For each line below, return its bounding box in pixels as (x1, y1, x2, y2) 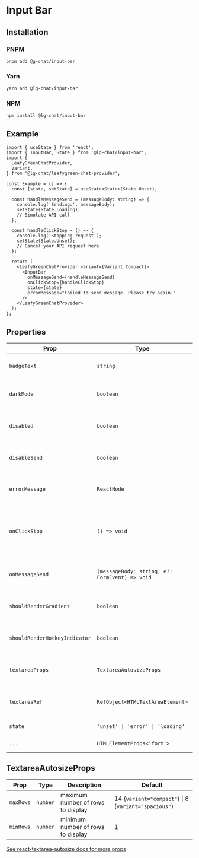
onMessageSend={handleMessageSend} (27, 274, 115, 281)
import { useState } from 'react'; (6, 145, 94, 151)
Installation (6, 27, 49, 37)
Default (141, 781, 163, 789)
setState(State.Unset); (17, 238, 76, 244)
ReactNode (97, 486, 124, 492)
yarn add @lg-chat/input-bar (6, 85, 78, 92)
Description (68, 781, 102, 789)
